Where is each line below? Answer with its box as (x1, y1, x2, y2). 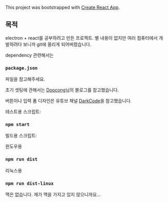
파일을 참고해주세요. (5, 76, 45, 82)
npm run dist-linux (5, 181, 54, 186)
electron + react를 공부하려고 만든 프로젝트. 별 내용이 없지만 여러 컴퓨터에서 (5, 35, 158, 41)
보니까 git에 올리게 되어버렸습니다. (23, 41, 92, 47)
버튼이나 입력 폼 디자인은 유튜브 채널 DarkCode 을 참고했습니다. (5, 98, 132, 104)
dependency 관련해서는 (5, 52, 54, 58)
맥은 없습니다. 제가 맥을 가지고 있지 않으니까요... (5, 191, 101, 197)
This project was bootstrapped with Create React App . (5, 5, 120, 10)
